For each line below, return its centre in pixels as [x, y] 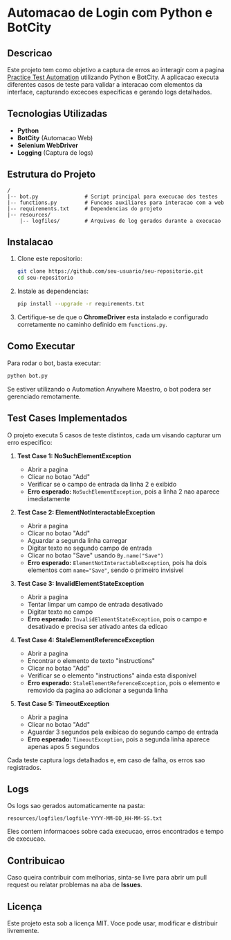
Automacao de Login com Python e [110, 13]
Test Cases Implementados [67, 418]
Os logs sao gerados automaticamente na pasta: [76, 806]
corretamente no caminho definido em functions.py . [92, 325]
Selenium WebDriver [47, 145]
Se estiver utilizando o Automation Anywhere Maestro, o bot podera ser [109, 389]
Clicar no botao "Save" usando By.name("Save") [95, 555]
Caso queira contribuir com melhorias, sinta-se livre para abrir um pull [107, 878]
